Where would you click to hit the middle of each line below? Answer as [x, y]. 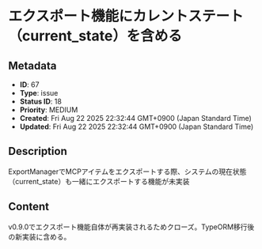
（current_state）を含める [95, 36]
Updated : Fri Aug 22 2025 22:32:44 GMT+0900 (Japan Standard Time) [137, 126]
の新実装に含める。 [40, 236]
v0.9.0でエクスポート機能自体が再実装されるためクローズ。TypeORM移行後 [131, 227]
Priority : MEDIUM [49, 110]
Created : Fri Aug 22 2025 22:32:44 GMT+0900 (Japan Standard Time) [135, 118]
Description [38, 151]
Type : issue [39, 93]
